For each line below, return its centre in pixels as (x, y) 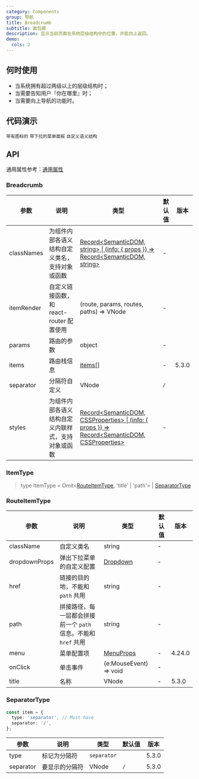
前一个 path (76, 625)
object (89, 345)
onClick (20, 667)
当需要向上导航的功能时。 (46, 100)
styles (17, 427)
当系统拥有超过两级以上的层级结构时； (61, 85)
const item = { (25, 712)
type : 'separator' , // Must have (53, 718)
